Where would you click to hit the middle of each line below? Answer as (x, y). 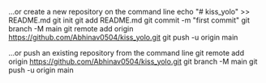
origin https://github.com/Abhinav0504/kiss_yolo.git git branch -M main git (133, 61)
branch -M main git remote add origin (71, 29)
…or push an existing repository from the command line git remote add (127, 53)
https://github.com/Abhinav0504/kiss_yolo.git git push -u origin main (123, 37)
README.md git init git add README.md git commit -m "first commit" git (129, 20)
